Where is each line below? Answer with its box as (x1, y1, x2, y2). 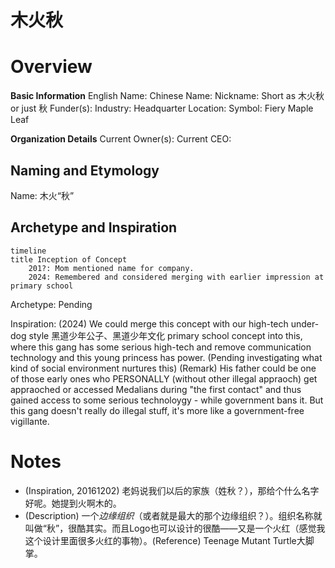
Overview (10, 56, 93, 78)
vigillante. (10, 415, 50, 427)
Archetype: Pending (10, 298, 93, 310)
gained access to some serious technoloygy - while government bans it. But (10, 394, 324, 406)
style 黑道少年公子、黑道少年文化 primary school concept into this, (28, 329, 303, 341)
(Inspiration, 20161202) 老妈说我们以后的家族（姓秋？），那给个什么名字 (24, 484, 320, 496)
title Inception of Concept (10, 254, 128, 265)
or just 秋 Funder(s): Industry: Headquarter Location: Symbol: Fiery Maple (10, 102, 314, 115)
